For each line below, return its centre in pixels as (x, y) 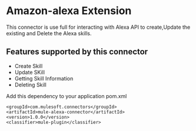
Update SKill (30, 72)
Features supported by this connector (77, 52)
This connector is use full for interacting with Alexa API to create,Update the (98, 27)
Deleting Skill (31, 85)
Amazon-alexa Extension (69, 11)
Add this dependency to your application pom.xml (67, 96)
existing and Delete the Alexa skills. (49, 33)
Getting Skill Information (44, 78)
